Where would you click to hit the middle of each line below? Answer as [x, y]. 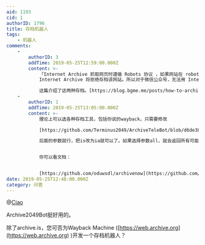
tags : [13, 35]
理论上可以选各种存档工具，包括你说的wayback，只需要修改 [103, 119]
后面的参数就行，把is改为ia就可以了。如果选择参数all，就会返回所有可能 [119, 141]
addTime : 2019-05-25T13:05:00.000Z [74, 108]
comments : [19, 46]
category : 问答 [25, 185]
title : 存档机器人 [27, 29]
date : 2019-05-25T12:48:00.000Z [47, 179]
